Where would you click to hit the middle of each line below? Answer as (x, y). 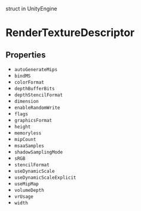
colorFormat (29, 82)
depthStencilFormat (39, 95)
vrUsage (24, 197)
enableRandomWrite (37, 108)
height (22, 127)
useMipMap (27, 184)
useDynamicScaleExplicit (45, 178)
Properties (26, 55)
